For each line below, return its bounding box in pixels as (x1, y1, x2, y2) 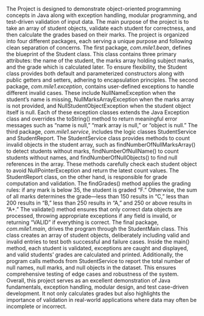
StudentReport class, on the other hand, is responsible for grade (6, 174, 167, 180)
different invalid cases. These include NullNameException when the (6, 90, 176, 96)
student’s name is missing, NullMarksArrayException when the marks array (6, 96, 195, 103)
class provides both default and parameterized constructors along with (6, 70, 185, 77)
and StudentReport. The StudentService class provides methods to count (6, 135, 190, 142)
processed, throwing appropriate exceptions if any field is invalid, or (6, 212, 177, 219)
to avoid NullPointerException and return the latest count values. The (6, 167, 179, 174)
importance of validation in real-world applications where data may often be (6, 297, 197, 303)
